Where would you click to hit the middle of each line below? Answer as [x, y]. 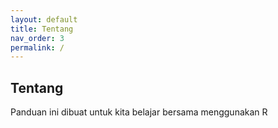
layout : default [44, 19]
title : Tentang [42, 29]
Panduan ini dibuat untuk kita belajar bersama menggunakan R [139, 112]
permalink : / [37, 47]
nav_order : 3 [37, 38]
